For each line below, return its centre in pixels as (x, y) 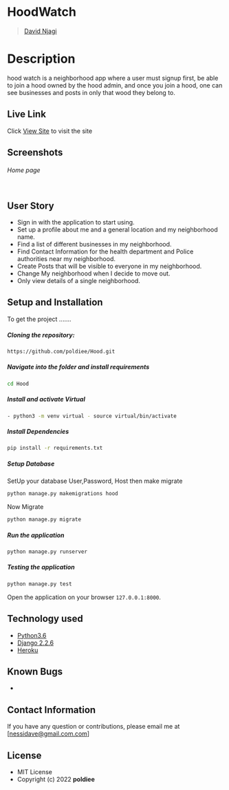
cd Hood (18, 384)
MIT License (35, 771)
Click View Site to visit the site (50, 131)
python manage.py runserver (47, 552)
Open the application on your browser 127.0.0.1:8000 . (84, 597)
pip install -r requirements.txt (55, 448)
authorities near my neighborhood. (66, 259)
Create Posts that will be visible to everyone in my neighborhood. (109, 267)
